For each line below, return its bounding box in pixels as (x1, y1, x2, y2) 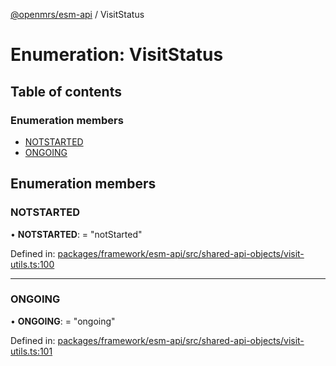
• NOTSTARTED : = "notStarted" (10, 228, 143, 240)
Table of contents (10, 83, 122, 100)
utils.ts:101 (10, 345, 53, 357)
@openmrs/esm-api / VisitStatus (10, 9, 145, 20)
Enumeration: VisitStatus (10, 44, 224, 66)
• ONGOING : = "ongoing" (10, 315, 116, 327)
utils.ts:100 (10, 258, 55, 270)
